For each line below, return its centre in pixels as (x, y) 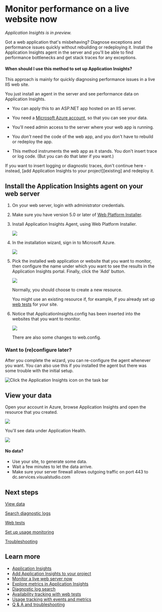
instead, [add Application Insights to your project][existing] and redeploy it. (80, 171)
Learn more (23, 557)
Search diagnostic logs (28, 513)
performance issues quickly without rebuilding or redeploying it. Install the (79, 47)
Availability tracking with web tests (46, 594)
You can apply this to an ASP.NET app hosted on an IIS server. (74, 109)
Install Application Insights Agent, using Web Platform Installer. (74, 224)
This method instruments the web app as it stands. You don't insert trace (84, 151)
